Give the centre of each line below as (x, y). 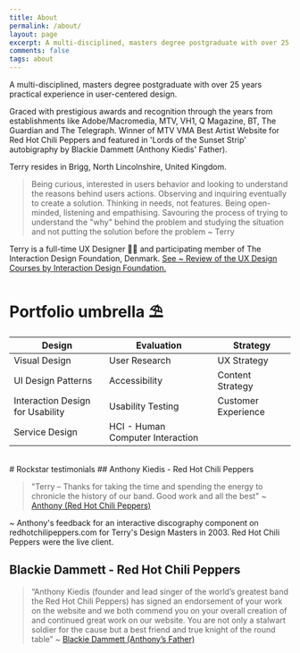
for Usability (39, 411)
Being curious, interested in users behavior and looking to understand (159, 184)
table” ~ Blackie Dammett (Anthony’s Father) (113, 639)
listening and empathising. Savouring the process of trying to (176, 212)
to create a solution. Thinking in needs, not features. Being (139, 203)
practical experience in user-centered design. (93, 94)
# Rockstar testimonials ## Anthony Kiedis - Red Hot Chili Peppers (132, 469)
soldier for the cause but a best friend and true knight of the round (153, 629)
